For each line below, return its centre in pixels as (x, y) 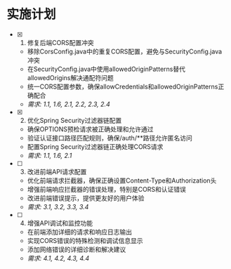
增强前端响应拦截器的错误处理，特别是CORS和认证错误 (107, 189)
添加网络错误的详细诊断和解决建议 (77, 249)
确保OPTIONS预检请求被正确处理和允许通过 (90, 129)
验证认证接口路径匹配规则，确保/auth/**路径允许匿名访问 (110, 138)
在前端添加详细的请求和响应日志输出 (80, 232)
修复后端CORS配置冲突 (60, 42)
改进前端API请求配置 (57, 171)
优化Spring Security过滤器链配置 (74, 120)
